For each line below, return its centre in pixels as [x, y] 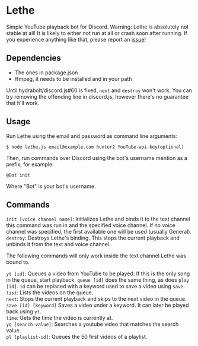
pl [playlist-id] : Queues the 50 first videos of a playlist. [77, 337]
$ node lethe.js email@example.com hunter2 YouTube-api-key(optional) [95, 147]
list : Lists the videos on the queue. [50, 292]
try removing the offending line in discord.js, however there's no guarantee [97, 96]
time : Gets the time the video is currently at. [60, 318]
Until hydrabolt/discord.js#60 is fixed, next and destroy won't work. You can [99, 90]
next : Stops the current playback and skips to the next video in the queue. [96, 299]
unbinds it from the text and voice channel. [58, 244]
